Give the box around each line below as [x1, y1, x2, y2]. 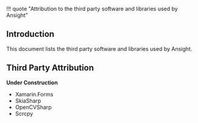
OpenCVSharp [15, 103, 52, 111]
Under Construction [6, 79, 58, 86]
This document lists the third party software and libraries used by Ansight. [6, 45, 193, 52]
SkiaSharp [15, 97, 41, 104]
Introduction [6, 29, 55, 39]
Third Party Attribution [6, 63, 94, 73]
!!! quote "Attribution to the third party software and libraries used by [6, 5, 178, 12]
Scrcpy [15, 110, 34, 117]
